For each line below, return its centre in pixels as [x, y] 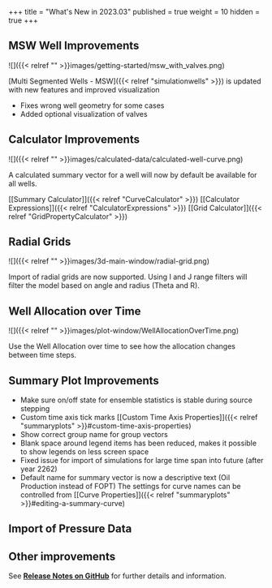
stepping [35, 409]
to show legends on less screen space [84, 452]
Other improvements [62, 556]
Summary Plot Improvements [84, 380]
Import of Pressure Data [70, 529]
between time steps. [43, 355]
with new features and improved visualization [84, 89]
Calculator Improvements [74, 140]
